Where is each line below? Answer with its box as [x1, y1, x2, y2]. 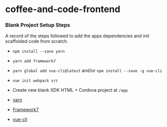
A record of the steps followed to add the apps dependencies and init [5, 33, 149, 39]
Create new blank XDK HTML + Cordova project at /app [12, 87, 128, 93]
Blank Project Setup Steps [5, 22, 71, 29]
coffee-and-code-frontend [5, 4, 121, 15]
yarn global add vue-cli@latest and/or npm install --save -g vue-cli [12, 68, 162, 74]
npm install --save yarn [12, 49, 65, 54]
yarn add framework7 [12, 59, 56, 64]
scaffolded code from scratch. [5, 38, 68, 44]
